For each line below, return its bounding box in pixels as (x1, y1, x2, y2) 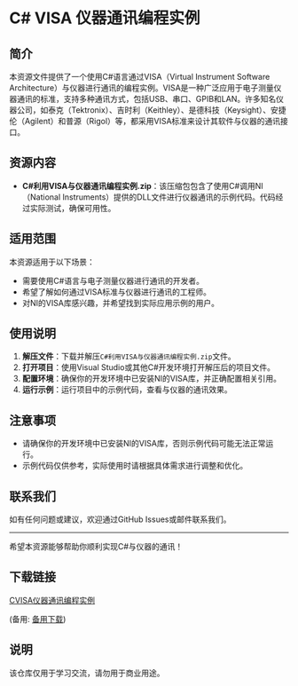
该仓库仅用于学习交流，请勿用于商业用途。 (9, 667, 165, 678)
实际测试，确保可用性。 (29, 202, 116, 213)
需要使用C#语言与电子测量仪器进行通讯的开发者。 (21, 275, 204, 286)
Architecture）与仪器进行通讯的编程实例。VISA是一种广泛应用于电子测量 (9, 83, 275, 93)
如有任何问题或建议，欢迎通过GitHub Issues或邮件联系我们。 (9, 514, 231, 524)
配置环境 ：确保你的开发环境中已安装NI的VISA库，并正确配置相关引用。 (21, 374, 282, 384)
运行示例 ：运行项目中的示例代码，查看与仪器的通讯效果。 (21, 384, 232, 395)
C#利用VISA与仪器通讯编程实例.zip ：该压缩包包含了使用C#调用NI (21, 180, 263, 191)
